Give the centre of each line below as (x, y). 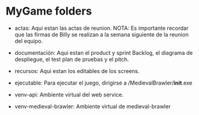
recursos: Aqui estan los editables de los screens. (77, 71)
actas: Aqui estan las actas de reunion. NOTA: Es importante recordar (102, 28)
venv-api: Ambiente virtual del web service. (69, 94)
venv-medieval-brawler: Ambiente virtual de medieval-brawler (93, 106)
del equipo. (29, 41)
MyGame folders (49, 11)
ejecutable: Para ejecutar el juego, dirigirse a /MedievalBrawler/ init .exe (103, 83)
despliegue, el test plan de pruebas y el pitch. (72, 59)
